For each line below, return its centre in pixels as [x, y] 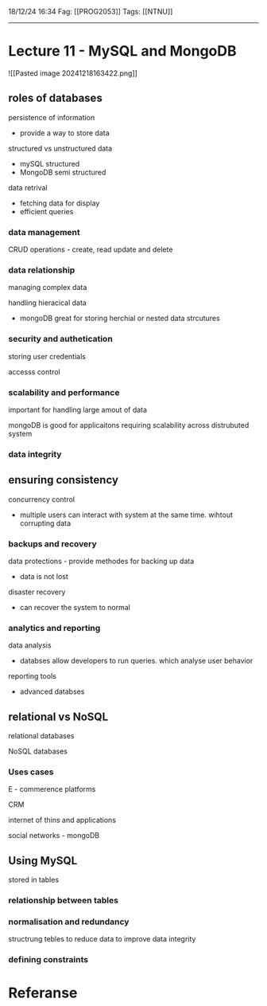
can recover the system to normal [75, 607]
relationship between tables [64, 901]
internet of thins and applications [62, 820]
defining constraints [48, 960]
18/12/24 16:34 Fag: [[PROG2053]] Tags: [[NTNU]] [91, 12]
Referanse [43, 993]
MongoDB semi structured [63, 172]
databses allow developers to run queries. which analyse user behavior [136, 661]
